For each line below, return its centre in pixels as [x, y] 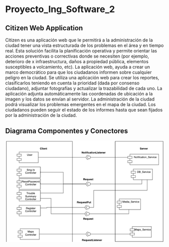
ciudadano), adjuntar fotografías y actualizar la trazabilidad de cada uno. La [84, 88]
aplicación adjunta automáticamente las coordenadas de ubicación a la [79, 94]
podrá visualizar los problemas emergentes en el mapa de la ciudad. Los [80, 104]
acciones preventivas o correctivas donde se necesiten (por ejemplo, [77, 56]
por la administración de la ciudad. [41, 115]
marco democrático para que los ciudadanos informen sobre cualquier [79, 72]
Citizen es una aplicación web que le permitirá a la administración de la [79, 40]
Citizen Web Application [44, 28]
